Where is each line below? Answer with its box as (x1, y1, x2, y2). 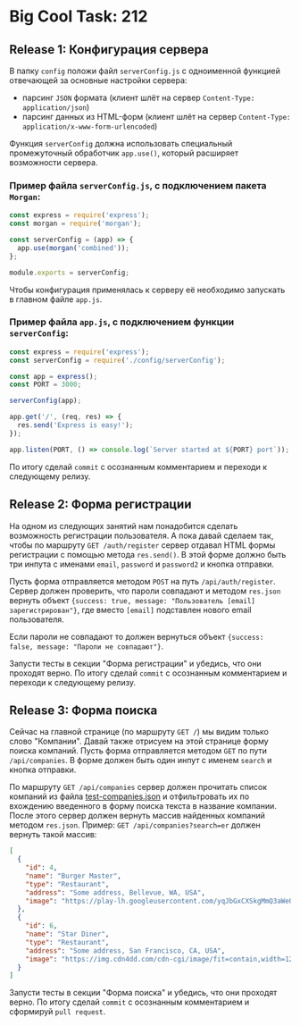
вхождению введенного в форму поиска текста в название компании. (9, 801, 277, 812)
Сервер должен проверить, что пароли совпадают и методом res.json (9, 585, 281, 596)
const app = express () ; (9, 372, 98, 381)
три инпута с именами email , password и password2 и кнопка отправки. (9, 559, 275, 569)
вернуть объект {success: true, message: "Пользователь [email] (9, 594, 256, 605)
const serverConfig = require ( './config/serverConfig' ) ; (9, 356, 226, 365)
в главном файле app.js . (9, 293, 103, 305)
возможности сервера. (9, 157, 98, 167)
